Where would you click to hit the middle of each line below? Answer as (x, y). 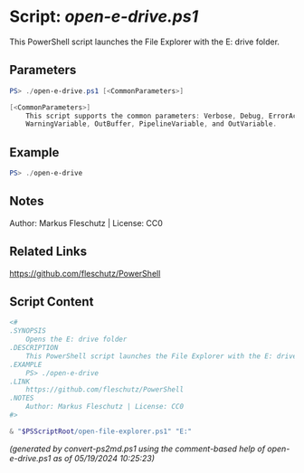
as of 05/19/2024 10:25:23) (104, 458)
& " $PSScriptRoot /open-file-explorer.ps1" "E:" (101, 431)
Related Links (48, 252)
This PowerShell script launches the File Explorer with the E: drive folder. (145, 42)
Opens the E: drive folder (76, 340)
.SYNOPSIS (28, 331)
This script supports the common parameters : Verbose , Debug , (145, 116)
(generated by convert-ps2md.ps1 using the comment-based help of (137, 449)
